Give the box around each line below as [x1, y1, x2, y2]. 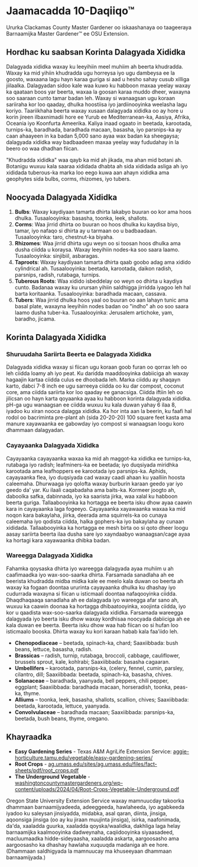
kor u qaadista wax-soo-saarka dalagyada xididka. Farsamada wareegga [6, 609, 183, 616]
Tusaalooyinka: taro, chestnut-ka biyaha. [14, 233, 114, 241]
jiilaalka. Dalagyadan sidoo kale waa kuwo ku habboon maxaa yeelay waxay [6, 82, 191, 89]
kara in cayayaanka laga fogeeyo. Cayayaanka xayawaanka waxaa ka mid [6, 505, 186, 512]
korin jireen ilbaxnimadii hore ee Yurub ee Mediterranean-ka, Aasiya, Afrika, [6, 113, 191, 120]
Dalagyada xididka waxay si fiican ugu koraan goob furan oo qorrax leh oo [6, 363, 187, 371]
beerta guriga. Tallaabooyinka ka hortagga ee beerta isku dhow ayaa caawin [6, 499, 192, 506]
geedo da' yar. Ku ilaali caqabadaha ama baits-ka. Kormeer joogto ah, [6, 486, 176, 493]
